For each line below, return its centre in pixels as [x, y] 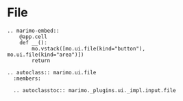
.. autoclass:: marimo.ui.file [52, 72]
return [41, 60]
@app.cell [34, 37]
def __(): [34, 42]
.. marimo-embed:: [33, 31]
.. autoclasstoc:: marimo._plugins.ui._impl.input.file [95, 90]
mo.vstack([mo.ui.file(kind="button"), [89, 48]
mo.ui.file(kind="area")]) [46, 55]
